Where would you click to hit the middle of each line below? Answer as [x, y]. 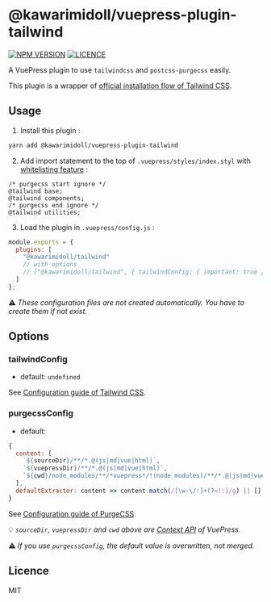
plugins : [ [34, 249]
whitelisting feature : [54, 169]
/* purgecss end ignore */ [54, 205]
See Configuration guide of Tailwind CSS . [77, 392]
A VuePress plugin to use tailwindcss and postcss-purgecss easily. [120, 69]
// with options [50, 265]
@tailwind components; [46, 198]
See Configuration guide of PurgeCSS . [72, 513]
